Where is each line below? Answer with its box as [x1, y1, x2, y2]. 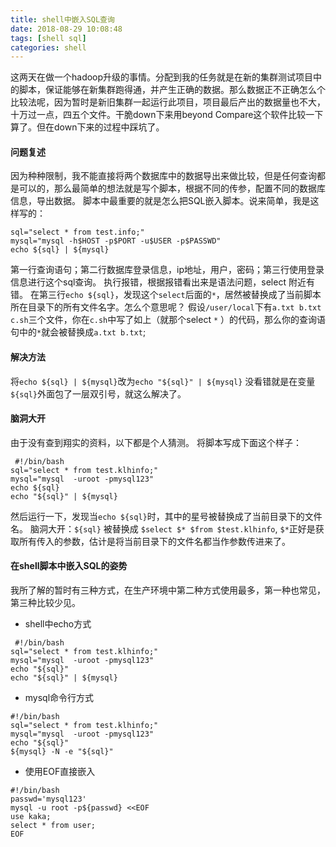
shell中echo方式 [24, 618, 92, 630]
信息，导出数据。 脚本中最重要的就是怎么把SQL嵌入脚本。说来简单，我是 [10, 195, 311, 207]
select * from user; [10, 821, 97, 831]
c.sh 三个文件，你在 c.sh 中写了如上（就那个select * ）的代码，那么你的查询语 [10, 314, 327, 326]
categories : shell [10, 42, 87, 53]
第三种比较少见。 [10, 597, 81, 609]
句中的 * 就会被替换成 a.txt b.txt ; [10, 326, 147, 338]
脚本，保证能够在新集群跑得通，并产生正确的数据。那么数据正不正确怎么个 [18, 84, 326, 96]
